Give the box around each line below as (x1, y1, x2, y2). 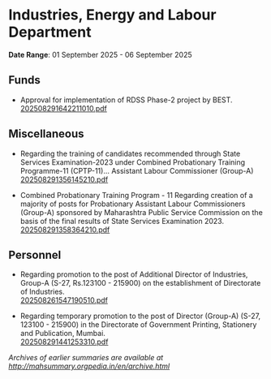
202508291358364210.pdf (19, 225, 110, 235)
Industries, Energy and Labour (8, 6, 217, 24)
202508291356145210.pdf (19, 174, 109, 184)
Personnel (8, 248, 62, 261)
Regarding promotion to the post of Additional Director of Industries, (19, 269, 248, 279)
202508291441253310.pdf (19, 337, 109, 347)
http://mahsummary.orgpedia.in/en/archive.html (8, 361, 170, 371)
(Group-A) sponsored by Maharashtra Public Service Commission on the (19, 207, 264, 217)
